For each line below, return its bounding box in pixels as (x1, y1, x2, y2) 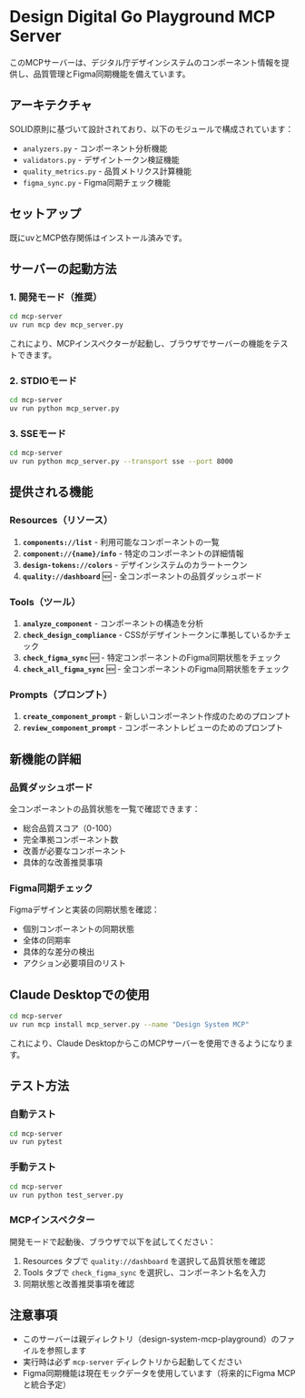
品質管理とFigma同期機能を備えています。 (33, 68, 191, 79)
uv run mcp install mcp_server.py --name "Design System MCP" (9, 1020, 250, 1029)
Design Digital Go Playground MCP (9, 6, 276, 27)
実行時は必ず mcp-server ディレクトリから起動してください (22, 1356, 242, 1367)
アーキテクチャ (9, 97, 93, 113)
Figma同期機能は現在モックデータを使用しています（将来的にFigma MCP (22, 1367, 296, 1378)
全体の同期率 (22, 935, 71, 946)
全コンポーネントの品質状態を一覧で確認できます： (9, 804, 201, 815)
